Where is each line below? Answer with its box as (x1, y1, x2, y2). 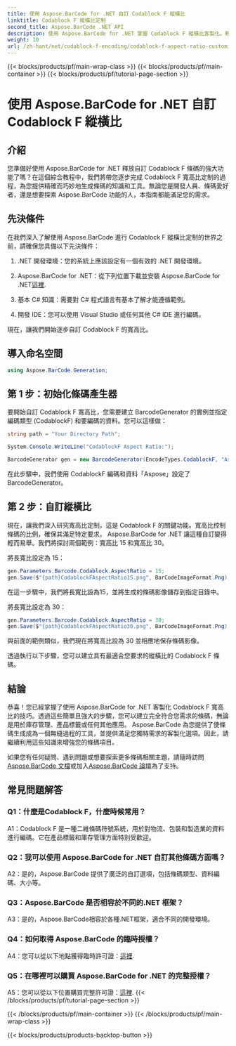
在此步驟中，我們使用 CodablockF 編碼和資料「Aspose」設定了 (7, 469, 191, 478)
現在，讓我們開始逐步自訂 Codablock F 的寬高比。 (7, 325, 152, 334)
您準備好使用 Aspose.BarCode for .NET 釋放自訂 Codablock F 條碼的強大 (7, 164, 218, 172)
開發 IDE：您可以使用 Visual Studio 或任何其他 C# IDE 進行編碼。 (17, 310, 205, 318)
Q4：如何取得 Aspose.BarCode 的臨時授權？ (7, 934, 160, 944)
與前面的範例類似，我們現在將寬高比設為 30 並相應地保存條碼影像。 (7, 636, 204, 645)
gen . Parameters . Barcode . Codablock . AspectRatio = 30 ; (7, 616, 165, 624)
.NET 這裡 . (17, 280, 46, 289)
